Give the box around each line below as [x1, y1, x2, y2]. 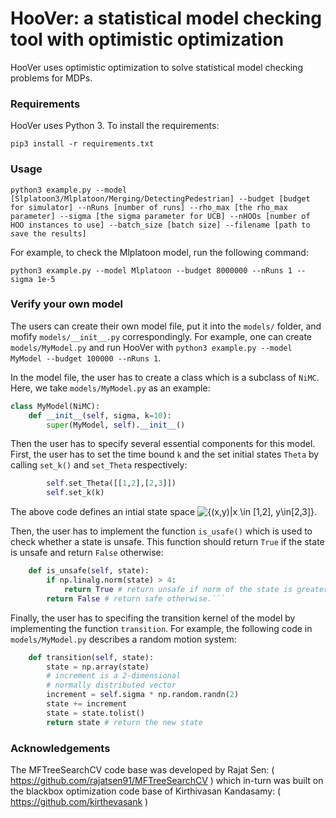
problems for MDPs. [10, 72, 93, 84]
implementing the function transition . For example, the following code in [10, 622, 313, 634]
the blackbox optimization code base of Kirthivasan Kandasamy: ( [10, 785, 282, 797]
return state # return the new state [46, 717, 203, 727]
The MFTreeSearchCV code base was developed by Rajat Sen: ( [10, 764, 275, 776]
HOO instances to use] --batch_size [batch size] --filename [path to [10, 220, 311, 230]
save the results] [10, 228, 87, 239]
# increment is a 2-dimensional [46, 671, 182, 681]
